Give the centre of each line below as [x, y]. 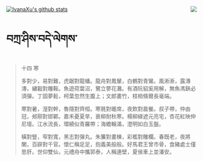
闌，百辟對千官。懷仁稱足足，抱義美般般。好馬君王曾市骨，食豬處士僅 [108, 144]
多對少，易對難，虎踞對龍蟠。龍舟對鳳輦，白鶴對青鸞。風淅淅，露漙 [106, 81]
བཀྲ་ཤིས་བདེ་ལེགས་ [42, 39]
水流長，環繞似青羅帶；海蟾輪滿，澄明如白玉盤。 [103, 124]
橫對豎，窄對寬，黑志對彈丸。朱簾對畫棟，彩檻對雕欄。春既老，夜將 [106, 136]
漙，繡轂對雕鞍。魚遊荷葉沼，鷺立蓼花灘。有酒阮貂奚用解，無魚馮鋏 [106, 88]
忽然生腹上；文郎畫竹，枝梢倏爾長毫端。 [124, 96]
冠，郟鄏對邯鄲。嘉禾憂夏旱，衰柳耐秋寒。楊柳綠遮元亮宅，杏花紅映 [106, 116]
